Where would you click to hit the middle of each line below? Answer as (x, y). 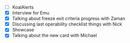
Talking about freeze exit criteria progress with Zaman (69, 18)
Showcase (23, 30)
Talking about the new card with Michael (54, 35)
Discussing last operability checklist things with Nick (67, 24)
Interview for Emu (30, 13)
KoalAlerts (23, 7)
